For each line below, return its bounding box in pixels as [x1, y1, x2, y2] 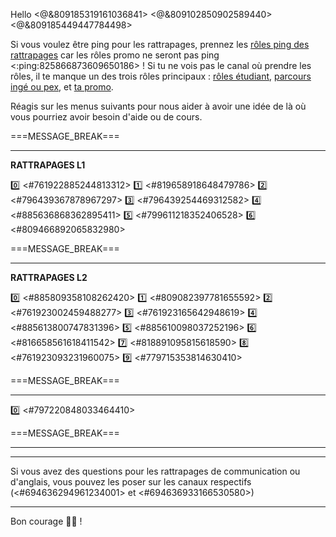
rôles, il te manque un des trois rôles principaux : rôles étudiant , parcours [10, 70, 312, 82]
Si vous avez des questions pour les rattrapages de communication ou [10, 465, 301, 477]
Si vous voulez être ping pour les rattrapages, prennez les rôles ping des [10, 39, 310, 50]
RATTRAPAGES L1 [10, 159, 86, 171]
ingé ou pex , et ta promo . [10, 81, 114, 93]
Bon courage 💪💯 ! [10, 515, 83, 527]
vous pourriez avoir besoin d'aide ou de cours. [10, 111, 203, 123]
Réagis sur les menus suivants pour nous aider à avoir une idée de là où [10, 100, 307, 112]
